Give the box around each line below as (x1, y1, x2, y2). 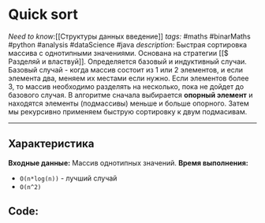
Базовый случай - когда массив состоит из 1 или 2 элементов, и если (8, 65, 243, 74)
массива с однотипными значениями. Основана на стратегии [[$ (8, 48, 229, 58)
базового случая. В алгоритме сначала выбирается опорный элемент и (8, 90, 253, 99)
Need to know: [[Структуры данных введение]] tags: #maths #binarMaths (8, 32, 251, 41)
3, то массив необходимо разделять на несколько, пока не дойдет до (8, 81, 244, 91)
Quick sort (8, 6, 79, 24)
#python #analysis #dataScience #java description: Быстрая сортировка (8, 39, 247, 49)
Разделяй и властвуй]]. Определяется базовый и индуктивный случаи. (8, 57, 247, 66)
